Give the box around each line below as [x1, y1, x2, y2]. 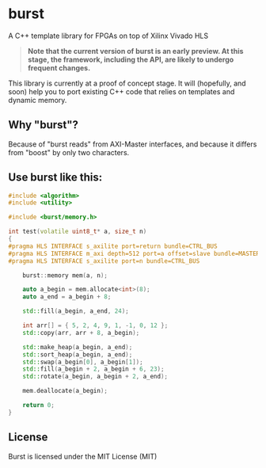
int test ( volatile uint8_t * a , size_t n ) [8, 227, 147, 236]
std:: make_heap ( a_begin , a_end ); [22, 343, 133, 351]
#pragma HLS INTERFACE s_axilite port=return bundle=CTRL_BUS [8, 242, 218, 250]
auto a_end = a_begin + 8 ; [22, 293, 112, 301]
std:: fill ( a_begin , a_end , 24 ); [22, 307, 129, 315]
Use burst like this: [8, 171, 103, 185]
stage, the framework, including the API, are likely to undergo [27, 55, 234, 64]
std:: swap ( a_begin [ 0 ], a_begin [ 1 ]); [22, 358, 144, 366]
